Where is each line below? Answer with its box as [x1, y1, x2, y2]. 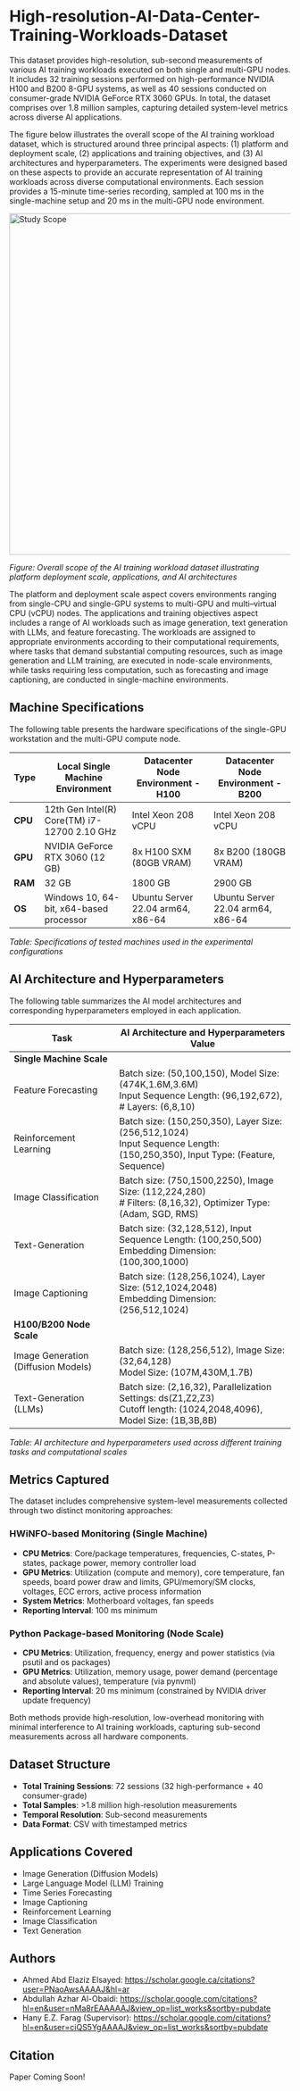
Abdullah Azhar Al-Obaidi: [21, 1994, 119, 2004]
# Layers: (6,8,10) [119, 1100, 196, 1112]
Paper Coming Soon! [9, 2071, 86, 2082]
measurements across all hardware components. [9, 1730, 189, 1742]
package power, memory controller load [48, 1557, 196, 1568]
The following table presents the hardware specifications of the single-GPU [9, 723, 287, 734]
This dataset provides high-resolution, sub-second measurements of [9, 54, 263, 65]
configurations [9, 946, 63, 956]
